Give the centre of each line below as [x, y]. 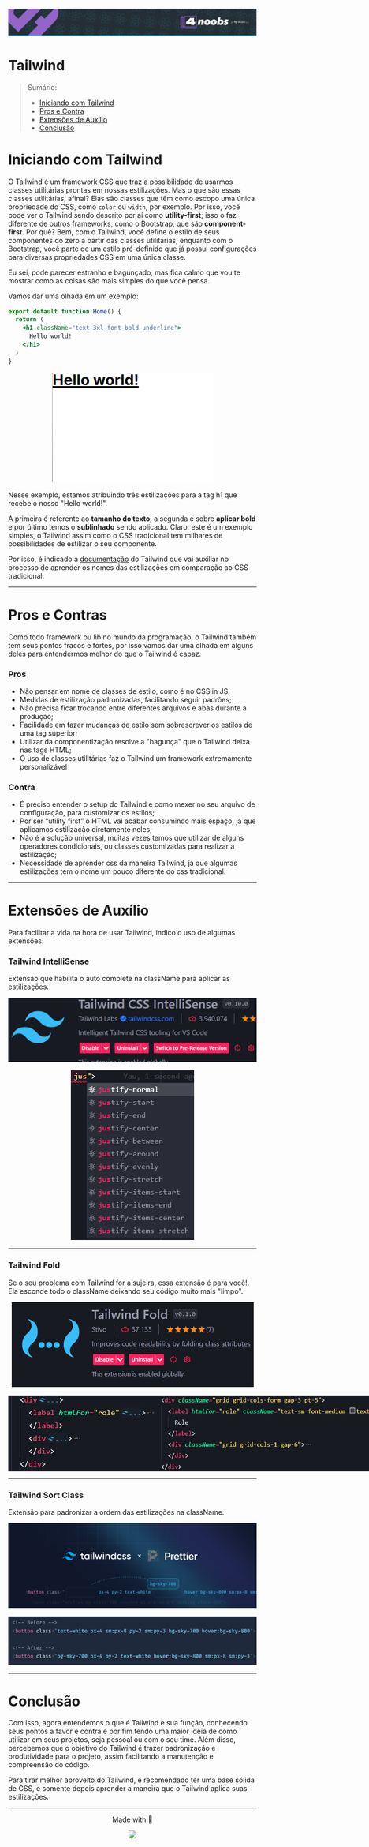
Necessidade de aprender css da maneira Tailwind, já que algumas [129, 863]
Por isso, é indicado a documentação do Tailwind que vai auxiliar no [119, 559]
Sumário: [42, 87]
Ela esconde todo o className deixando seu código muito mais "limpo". [126, 1291]
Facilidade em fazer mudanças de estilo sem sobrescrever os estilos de [136, 725]
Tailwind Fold [34, 1265]
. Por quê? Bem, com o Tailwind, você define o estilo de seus [121, 232]
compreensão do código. [49, 1765]
